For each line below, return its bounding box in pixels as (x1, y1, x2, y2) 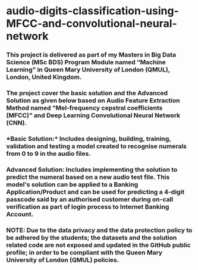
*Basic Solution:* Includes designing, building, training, (6, 134, 171, 143)
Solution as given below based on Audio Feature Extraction (6, 96, 180, 105)
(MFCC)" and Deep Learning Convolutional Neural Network (6, 111, 181, 120)
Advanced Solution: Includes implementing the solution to (6, 165, 178, 174)
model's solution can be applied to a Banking (6, 180, 139, 189)
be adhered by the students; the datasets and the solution (6, 233, 177, 241)
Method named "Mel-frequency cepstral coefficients (6, 104, 163, 112)
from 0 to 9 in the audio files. (6, 149, 91, 158)
